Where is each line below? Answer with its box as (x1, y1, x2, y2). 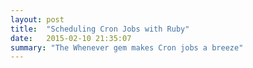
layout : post (10, 14, 65, 25)
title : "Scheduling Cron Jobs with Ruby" (10, 24, 190, 34)
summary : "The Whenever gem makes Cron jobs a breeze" (10, 42, 244, 53)
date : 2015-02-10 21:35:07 (10, 33, 132, 43)
